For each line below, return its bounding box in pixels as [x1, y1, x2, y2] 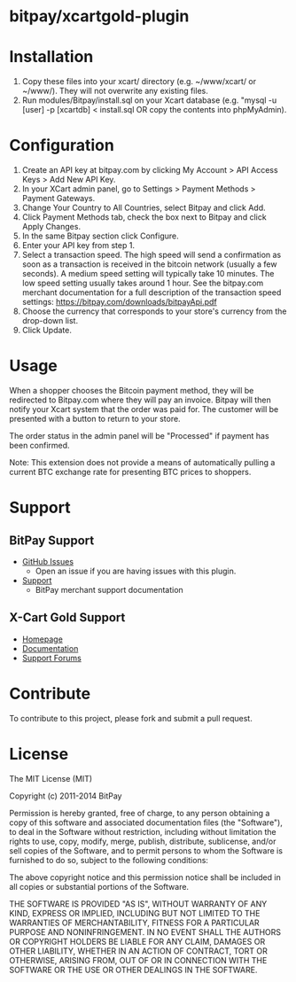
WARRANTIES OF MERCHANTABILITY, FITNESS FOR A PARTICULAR [9, 917, 260, 928]
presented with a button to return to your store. [9, 414, 181, 424]
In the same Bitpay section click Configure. [21, 230, 179, 241]
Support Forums [21, 652, 82, 663]
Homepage [21, 634, 64, 644]
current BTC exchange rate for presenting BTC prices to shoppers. [9, 467, 252, 477]
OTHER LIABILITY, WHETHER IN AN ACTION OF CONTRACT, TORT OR [9, 946, 268, 956]
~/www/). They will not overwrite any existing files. [21, 86, 208, 97]
